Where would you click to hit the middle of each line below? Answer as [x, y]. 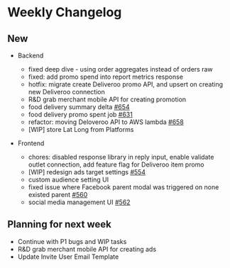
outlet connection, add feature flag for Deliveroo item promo [116, 164]
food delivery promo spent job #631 [80, 115]
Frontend [31, 143]
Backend [31, 55]
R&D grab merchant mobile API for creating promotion [107, 99]
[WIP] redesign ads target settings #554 [87, 172]
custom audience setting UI [69, 179]
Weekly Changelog [65, 12]
